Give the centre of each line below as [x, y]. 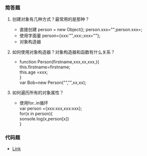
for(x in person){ [36, 114]
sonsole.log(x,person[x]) [44, 119]
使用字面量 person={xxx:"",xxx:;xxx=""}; [60, 36]
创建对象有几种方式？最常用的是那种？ [51, 19]
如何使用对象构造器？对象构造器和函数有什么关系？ [63, 52]
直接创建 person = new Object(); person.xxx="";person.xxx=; [81, 30]
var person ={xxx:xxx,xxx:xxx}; [51, 109]
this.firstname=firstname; [45, 67]
